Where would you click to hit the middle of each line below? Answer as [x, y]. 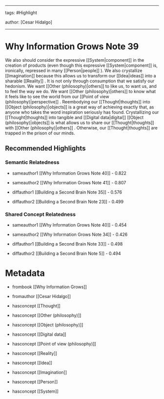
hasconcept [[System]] [35, 391]
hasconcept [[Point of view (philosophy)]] [54, 344]
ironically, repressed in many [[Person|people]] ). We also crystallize [74, 70]
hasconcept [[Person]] [35, 382]
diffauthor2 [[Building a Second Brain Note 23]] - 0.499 [68, 201]
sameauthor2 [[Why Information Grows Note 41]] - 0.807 [69, 182]
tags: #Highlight [21, 12]
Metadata [25, 273]
